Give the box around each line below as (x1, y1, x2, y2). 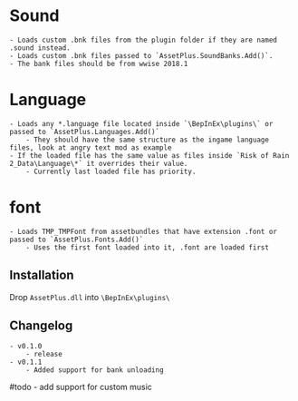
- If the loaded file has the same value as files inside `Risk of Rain (9, 151, 290, 160)
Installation (9, 268, 74, 283)
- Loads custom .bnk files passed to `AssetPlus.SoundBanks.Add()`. (9, 51, 274, 60)
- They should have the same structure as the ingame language (25, 135, 270, 144)
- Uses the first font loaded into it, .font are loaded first (25, 242, 270, 252)
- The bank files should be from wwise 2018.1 (9, 59, 188, 68)
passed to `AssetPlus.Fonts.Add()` (9, 235, 144, 244)
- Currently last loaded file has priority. (25, 167, 197, 176)
